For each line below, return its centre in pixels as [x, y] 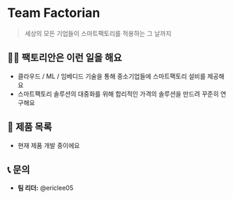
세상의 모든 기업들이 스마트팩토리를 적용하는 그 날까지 [98, 33]
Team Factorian [54, 13]
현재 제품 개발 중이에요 [49, 145]
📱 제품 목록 [30, 127]
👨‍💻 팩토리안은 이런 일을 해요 [64, 58]
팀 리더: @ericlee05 [45, 188]
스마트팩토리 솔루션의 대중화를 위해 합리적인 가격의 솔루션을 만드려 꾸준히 [118, 94]
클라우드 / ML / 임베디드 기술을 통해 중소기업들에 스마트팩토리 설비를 [112, 76]
